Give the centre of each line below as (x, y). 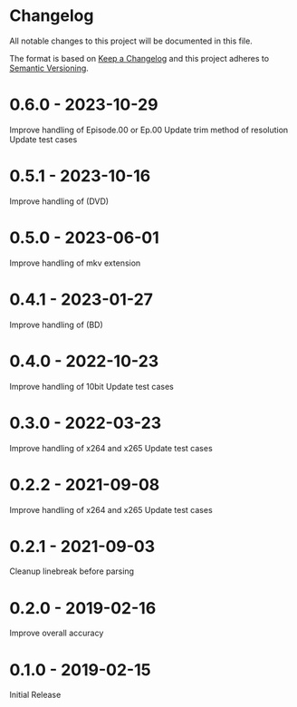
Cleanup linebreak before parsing (72, 571)
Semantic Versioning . (49, 68)
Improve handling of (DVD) (59, 201)
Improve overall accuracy (57, 633)
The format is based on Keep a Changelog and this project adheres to (139, 58)
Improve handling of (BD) (56, 324)
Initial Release (35, 695)
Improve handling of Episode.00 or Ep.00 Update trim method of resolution (149, 130)
